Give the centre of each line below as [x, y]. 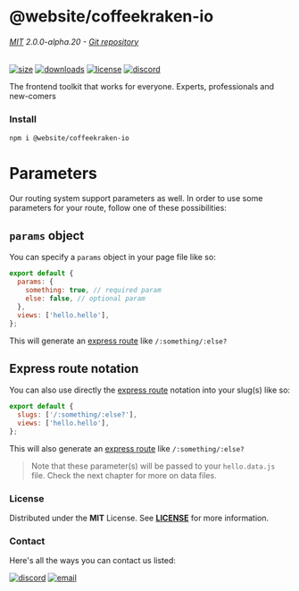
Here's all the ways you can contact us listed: [93, 561]
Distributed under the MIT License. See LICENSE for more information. [139, 518]
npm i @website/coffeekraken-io [69, 138]
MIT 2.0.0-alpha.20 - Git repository [74, 41]
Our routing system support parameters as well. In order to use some [136, 198]
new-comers [33, 97]
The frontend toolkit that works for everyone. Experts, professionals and [142, 87]
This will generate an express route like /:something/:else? [118, 341]
